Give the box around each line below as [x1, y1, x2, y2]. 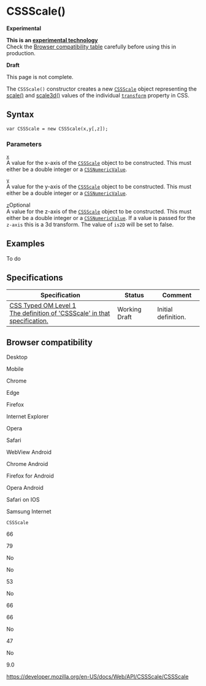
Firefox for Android [6, 472, 54, 479]
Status [124, 291, 144, 299]
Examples [6, 238, 45, 249]
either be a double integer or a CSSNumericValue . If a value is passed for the [6, 215, 196, 222]
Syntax [6, 109, 34, 120]
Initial [157, 305, 173, 313]
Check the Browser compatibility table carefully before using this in [6, 43, 177, 50]
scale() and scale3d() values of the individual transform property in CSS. [6, 91, 190, 99]
